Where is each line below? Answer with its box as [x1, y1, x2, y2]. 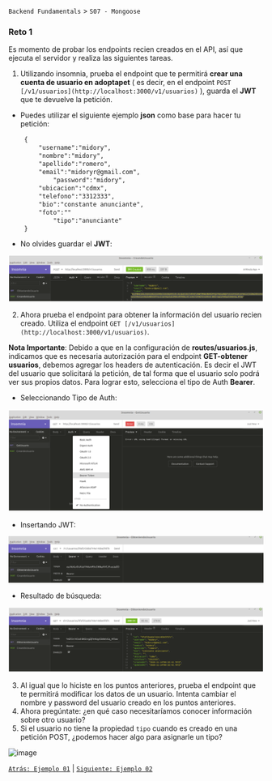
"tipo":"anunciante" [53, 217, 123, 225]
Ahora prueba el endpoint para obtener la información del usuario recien [19, 310, 262, 320]
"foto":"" [38, 209, 72, 217]
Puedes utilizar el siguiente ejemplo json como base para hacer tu [19, 110, 241, 120]
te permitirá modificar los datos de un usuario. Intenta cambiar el [19, 689, 236, 699]
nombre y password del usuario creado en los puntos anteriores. [19, 698, 236, 707]
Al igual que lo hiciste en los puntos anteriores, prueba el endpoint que [19, 681, 257, 690]
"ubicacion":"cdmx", [38, 185, 108, 193]
